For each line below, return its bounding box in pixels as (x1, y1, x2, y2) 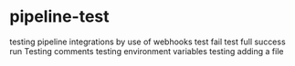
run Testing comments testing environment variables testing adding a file (9, 45, 284, 56)
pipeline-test (9, 6, 110, 27)
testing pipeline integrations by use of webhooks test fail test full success (9, 36, 286, 47)
